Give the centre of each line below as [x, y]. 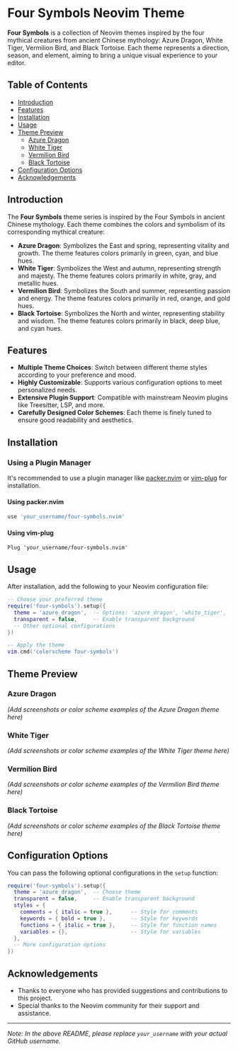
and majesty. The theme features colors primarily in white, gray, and [117, 275]
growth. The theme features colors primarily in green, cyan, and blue [118, 253]
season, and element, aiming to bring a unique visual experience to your [113, 55]
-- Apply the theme [36, 645]
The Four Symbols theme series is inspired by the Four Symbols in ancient [116, 217]
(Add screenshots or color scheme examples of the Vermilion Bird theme [113, 785]
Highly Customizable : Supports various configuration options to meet [120, 382]
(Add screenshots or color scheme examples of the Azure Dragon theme [113, 709]
